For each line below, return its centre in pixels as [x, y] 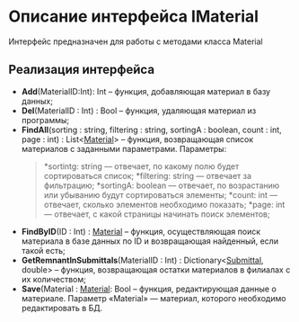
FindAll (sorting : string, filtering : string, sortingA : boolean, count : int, [151, 130]
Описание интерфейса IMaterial [134, 17]
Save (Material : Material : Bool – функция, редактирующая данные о [149, 289]
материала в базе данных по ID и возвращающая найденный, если [150, 241]
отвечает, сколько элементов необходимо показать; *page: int [164, 204]
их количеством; [53, 279]
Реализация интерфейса [81, 70]
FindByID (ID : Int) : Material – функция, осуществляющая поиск [141, 231]
